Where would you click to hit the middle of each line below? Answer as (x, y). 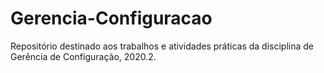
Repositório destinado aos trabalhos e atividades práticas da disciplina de (162, 46)
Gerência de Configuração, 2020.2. (83, 56)
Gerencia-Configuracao (111, 18)
